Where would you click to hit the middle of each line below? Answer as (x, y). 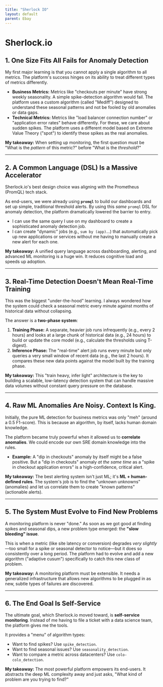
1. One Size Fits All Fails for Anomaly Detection (77, 60)
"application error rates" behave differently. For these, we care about (81, 123)
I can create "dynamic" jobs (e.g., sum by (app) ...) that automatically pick (85, 232)
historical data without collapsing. (39, 311)
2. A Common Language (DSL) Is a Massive (71, 167)
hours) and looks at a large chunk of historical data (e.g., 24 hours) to (81, 335)
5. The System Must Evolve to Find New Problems (81, 512)
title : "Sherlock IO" (27, 9)
